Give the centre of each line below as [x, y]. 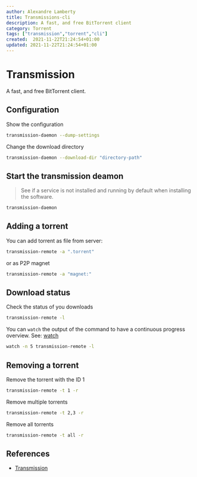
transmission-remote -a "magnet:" [49, 274]
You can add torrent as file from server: [54, 241]
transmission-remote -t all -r [45, 435]
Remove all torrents [30, 424]
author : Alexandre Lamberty [41, 12]
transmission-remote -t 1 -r [42, 390]
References [28, 454]
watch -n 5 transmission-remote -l [50, 347]
